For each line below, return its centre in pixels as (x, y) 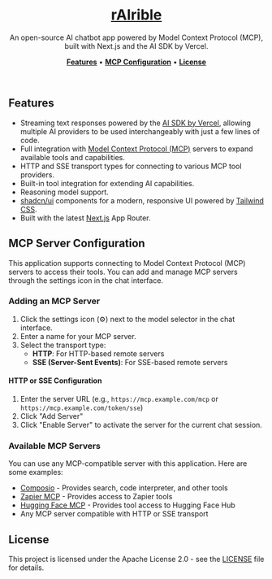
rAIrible (136, 15)
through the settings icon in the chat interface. (86, 280)
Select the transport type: (63, 345)
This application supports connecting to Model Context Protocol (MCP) (127, 263)
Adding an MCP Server (54, 301)
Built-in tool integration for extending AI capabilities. (107, 183)
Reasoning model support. (65, 192)
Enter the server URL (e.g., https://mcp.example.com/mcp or (119, 399)
